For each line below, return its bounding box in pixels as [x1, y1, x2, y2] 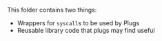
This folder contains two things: [7, 6, 97, 14]
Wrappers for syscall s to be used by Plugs [17, 19, 140, 27]
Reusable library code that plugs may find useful [17, 27, 155, 34]
